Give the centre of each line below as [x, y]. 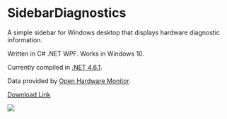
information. [25, 39]
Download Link [29, 94]
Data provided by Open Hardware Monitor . [69, 81]
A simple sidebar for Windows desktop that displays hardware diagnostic [114, 32]
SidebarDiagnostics [67, 13]
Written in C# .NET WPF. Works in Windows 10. [76, 54]
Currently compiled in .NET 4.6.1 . [55, 67]
